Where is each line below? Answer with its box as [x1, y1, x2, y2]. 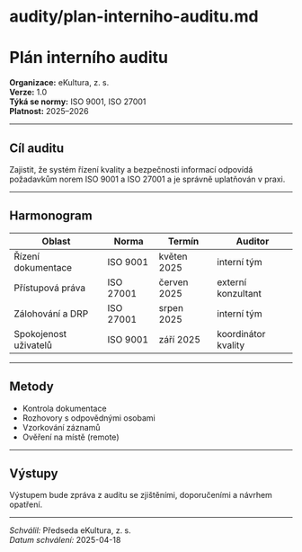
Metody [9, 379, 54, 395]
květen [158, 250, 188, 263]
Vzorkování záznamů [22, 422, 101, 432]
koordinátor [217, 327, 266, 340]
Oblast [41, 235, 71, 247]
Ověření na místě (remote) [22, 432, 120, 442]
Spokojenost [13, 327, 67, 340]
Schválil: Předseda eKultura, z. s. [9, 525, 132, 536]
